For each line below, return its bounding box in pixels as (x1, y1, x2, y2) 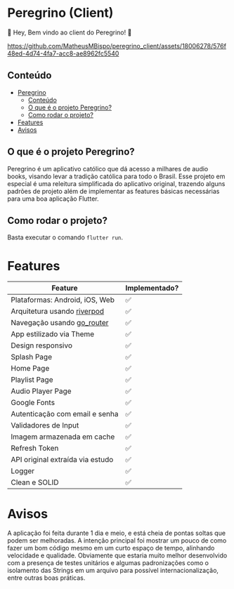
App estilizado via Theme (11, 329, 95, 339)
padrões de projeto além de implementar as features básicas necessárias (7, 187, 220, 195)
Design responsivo (11, 340, 72, 350)
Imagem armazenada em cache (11, 432, 115, 442)
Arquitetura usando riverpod (11, 307, 104, 317)
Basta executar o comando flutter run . (7, 233, 124, 241)
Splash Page (11, 352, 53, 362)
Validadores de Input (11, 421, 79, 430)
